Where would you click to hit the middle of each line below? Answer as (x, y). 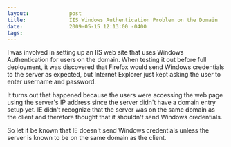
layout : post (44, 13)
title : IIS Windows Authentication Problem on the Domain (112, 20)
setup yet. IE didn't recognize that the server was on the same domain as (111, 110)
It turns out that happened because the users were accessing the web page (115, 95)
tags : (15, 33)
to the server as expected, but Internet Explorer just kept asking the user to (114, 75)
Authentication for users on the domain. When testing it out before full (107, 60)
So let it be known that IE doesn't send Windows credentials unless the (108, 130)
